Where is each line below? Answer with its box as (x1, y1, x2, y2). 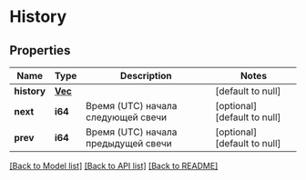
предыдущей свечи (86, 137, 173, 149)
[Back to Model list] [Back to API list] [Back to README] (9, 161, 219, 171)
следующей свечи (86, 111, 168, 124)
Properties (9, 43, 71, 58)
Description (119, 70, 173, 82)
